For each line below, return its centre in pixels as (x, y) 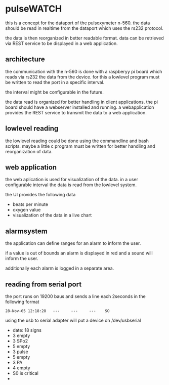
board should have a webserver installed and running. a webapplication (80, 107)
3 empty (21, 335)
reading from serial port (44, 284)
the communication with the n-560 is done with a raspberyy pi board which (84, 71)
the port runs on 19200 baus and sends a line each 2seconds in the (75, 296)
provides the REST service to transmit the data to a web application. (76, 112)
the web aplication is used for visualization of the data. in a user (72, 180)
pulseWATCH (34, 9)
